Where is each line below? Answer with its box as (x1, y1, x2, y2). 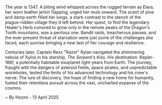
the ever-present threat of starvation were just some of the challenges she (5, 35, 153, 40)
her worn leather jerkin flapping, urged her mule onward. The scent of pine (5, 9, 154, 15)
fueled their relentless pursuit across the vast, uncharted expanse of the (5, 80, 149, 86)
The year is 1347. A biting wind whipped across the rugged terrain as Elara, (5, 4, 154, 10)
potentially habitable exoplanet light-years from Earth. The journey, (19, 60, 153, 65)
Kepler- (139, 54, 154, 60)
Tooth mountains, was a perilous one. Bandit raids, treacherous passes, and (5, 30, 156, 35)
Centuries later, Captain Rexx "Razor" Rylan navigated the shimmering (5, 49, 145, 55)
